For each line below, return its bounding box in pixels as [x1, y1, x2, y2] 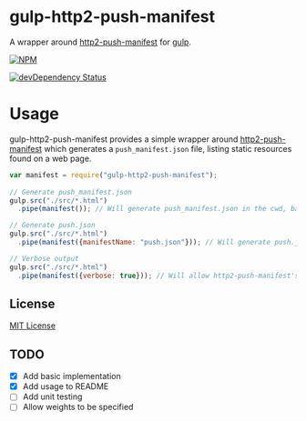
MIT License [9, 320, 56, 331]
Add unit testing [22, 391, 83, 402]
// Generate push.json [9, 221, 96, 230]
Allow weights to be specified [22, 402, 134, 413]
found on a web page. [9, 153, 92, 164]
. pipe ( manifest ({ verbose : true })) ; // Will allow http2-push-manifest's [17, 271, 300, 280]
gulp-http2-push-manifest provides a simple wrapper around [9, 134, 239, 145]
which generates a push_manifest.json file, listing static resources [44, 143, 292, 154]
